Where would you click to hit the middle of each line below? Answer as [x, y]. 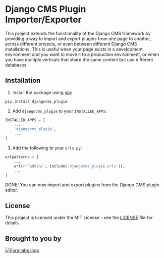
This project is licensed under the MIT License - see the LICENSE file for [79, 218]
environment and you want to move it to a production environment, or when [82, 54]
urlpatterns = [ [22, 157]
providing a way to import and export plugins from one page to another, [78, 39]
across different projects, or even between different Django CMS [71, 44]
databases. [17, 65]
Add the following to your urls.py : [47, 148]
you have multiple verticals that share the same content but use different [79, 59]
